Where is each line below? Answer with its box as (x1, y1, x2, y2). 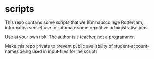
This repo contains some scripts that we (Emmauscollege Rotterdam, (5, 19, 144, 25)
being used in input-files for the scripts (19, 48, 98, 54)
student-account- (114, 43, 150, 49)
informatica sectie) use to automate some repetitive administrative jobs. (5, 24, 149, 30)
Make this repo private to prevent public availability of (5, 43, 113, 49)
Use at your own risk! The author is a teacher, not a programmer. (5, 34, 135, 40)
